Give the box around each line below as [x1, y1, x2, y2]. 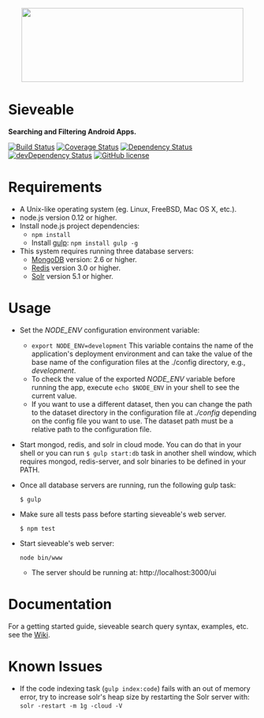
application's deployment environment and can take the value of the [31, 348, 253, 359]
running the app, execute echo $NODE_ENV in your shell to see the [31, 382, 240, 392]
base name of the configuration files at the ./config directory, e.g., [31, 357, 246, 367]
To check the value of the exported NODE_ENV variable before [31, 374, 236, 383]
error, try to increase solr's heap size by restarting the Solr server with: [19, 692, 250, 701]
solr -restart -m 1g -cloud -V [19, 701, 123, 710]
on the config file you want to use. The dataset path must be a [31, 415, 234, 426]
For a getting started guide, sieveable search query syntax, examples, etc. [8, 621, 249, 631]
